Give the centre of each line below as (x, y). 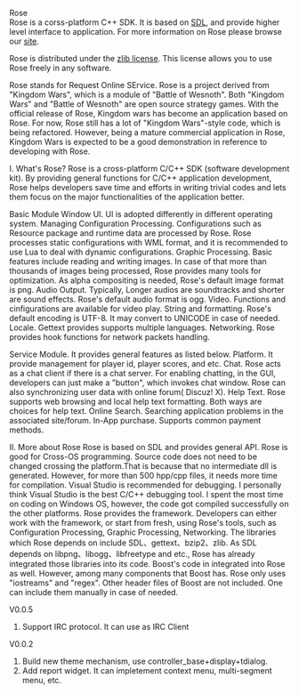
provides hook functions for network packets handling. (110, 337)
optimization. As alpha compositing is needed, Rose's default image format (147, 280)
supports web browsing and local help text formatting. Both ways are (136, 401)
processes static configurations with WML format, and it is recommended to (149, 242)
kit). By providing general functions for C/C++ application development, (141, 178)
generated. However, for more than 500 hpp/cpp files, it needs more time (143, 476)
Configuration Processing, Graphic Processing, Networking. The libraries (143, 532)
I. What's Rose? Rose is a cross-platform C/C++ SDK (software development (149, 169)
